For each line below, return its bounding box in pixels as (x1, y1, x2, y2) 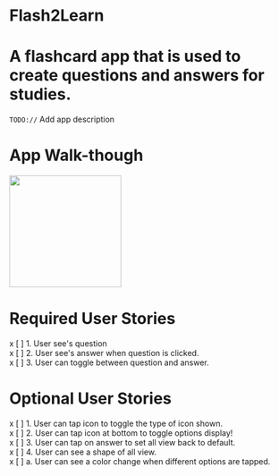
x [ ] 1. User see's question (9, 338, 107, 349)
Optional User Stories (9, 388, 172, 409)
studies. (9, 84, 72, 105)
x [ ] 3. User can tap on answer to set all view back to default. (9, 437, 236, 447)
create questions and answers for (9, 65, 266, 86)
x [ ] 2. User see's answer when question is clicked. (9, 348, 199, 358)
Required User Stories (9, 309, 176, 329)
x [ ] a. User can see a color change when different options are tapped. (9, 455, 271, 466)
